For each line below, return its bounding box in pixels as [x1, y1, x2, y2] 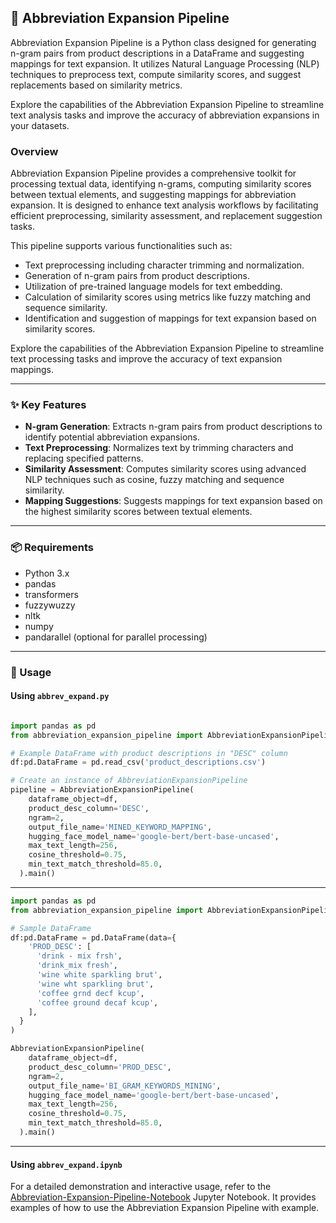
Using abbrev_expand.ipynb [10, 1158, 123, 1170]
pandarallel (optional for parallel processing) [24, 631, 208, 643]
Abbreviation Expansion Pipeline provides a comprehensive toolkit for [10, 167, 297, 180]
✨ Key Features [10, 398, 87, 412]
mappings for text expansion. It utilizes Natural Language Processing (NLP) [10, 57, 320, 70]
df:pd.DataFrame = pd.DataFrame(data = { [10, 932, 177, 943]
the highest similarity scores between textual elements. [24, 506, 253, 518]
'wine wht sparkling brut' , [36, 979, 155, 989]
